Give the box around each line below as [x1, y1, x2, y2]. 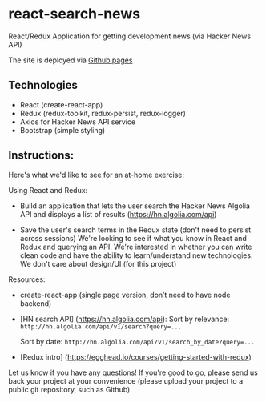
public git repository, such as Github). [8, 384, 132, 394]
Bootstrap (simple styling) [19, 125, 106, 135]
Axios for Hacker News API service [19, 117, 136, 127]
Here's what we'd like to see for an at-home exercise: [8, 170, 184, 179]
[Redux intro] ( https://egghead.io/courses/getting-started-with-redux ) [19, 352, 252, 361]
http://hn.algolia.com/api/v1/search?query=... [19, 322, 182, 331]
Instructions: [8, 149, 75, 163]
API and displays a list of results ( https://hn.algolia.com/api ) [19, 209, 217, 219]
